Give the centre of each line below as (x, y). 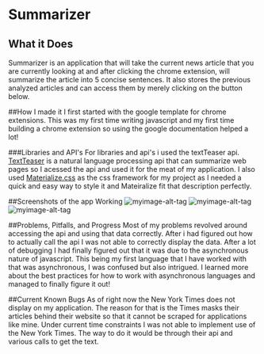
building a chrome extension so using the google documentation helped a (128, 129)
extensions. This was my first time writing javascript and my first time (121, 120)
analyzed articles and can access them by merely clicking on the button (126, 88)
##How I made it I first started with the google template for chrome (117, 112)
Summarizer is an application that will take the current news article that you (131, 63)
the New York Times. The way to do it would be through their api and (121, 333)
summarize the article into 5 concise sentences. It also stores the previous (130, 80)
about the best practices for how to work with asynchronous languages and (132, 276)
